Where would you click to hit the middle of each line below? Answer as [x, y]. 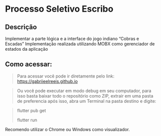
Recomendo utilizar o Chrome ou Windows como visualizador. [68, 129]
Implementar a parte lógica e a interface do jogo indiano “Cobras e [72, 39]
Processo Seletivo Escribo [59, 9]
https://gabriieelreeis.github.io [47, 81]
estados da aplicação [27, 49]
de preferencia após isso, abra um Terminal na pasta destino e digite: [87, 101]
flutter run [27, 120]
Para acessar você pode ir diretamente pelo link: [66, 76]
